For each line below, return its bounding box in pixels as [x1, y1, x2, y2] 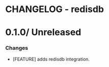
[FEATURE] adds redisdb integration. [12, 56, 90, 62]
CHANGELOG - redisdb [5, 4, 104, 15]
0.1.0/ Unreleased [5, 27, 81, 38]
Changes [5, 44, 29, 51]
